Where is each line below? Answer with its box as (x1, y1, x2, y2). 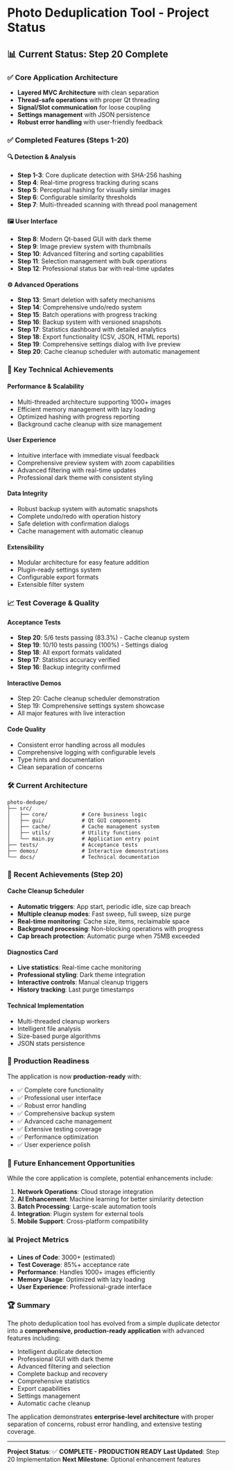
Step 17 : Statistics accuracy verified (17, 656, 120, 664)
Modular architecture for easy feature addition (17, 558, 150, 567)
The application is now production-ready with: (7, 1072, 141, 1081)
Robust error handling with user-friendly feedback (17, 118, 163, 126)
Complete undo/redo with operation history (17, 512, 141, 520)
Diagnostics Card (7, 948, 59, 956)
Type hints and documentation (17, 755, 105, 764)
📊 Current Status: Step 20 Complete (7, 48, 169, 60)
